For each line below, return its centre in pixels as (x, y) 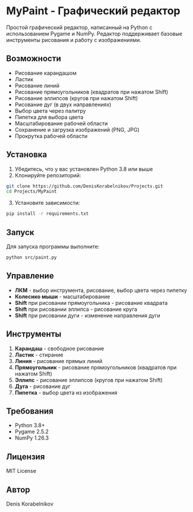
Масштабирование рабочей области (61, 123)
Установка (27, 155)
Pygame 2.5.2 (32, 432)
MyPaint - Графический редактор (93, 11)
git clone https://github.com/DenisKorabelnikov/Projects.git (85, 186)
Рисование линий (37, 85)
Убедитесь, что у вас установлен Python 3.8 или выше (84, 169)
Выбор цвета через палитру (50, 110)
